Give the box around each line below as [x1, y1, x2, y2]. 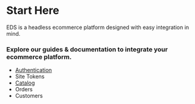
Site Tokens [15, 73, 45, 80]
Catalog [15, 79, 35, 86]
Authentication [15, 67, 52, 74]
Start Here [6, 4, 60, 18]
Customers [15, 92, 43, 100]
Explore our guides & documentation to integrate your [6, 45, 168, 53]
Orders [15, 86, 33, 93]
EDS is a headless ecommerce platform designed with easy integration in [6, 24, 190, 31]
